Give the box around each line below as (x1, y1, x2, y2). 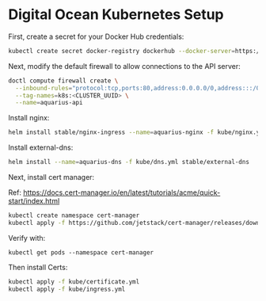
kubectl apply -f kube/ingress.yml (8, 285, 126, 293)
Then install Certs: (8, 262, 68, 272)
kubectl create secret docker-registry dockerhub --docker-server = (8, 47, 236, 55)
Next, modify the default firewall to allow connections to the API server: (8, 61, 241, 70)
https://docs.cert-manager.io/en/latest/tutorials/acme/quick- (23, 188, 221, 197)
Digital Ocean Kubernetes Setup (8, 6, 224, 24)
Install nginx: (8, 113, 50, 123)
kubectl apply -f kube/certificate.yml (8, 277, 140, 286)
